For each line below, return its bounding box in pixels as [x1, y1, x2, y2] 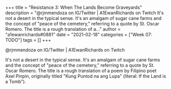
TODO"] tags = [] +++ [5, 37, 52, 43]
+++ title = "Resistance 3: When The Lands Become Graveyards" [5, 5, 142, 10]
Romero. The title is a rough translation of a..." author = [5, 26, 121, 32]
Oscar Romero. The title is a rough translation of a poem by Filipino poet [5, 68, 157, 74]
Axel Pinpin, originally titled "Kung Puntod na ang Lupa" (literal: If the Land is [5, 73, 166, 79]
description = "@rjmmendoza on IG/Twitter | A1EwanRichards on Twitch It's [5, 10, 164, 16]
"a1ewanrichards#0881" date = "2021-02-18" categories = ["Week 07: [5, 32, 152, 37]
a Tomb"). [5, 79, 27, 84]
